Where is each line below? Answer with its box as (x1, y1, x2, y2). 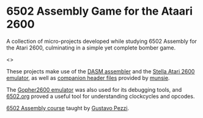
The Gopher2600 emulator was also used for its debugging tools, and (6, 86, 182, 93)
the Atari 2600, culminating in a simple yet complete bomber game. (6, 44, 176, 51)
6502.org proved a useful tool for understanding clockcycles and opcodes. (6, 92, 195, 100)
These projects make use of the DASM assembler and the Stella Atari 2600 (6, 67, 195, 75)
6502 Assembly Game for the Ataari (6, 4, 193, 18)
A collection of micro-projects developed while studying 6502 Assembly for (6, 37, 197, 45)
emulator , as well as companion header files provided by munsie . (6, 74, 170, 81)
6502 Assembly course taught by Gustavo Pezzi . (6, 104, 130, 111)
